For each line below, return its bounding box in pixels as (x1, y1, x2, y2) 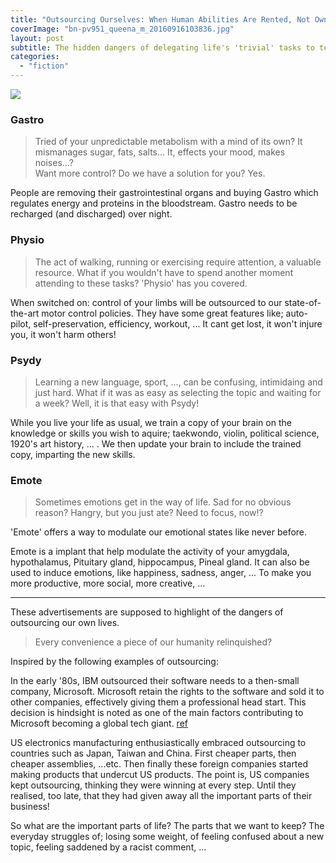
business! (10, 801, 50, 813)
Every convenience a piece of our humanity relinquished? (34, 636, 273, 648)
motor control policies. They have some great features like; (41, 307, 284, 319)
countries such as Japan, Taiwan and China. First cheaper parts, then (10, 747, 297, 760)
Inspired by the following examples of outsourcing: (10, 656, 219, 668)
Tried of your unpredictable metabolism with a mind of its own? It (34, 136, 303, 148)
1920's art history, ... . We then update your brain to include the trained (10, 437, 302, 450)
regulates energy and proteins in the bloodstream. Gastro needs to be (10, 197, 298, 210)
